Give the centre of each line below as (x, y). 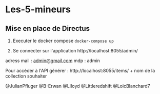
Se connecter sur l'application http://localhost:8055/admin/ (75, 51)
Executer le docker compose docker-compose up (63, 41)
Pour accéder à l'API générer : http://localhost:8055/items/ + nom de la (80, 71)
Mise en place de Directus (48, 29)
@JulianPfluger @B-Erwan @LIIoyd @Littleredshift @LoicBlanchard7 (78, 86)
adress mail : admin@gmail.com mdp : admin (53, 61)
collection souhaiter (26, 76)
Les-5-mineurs (38, 10)
